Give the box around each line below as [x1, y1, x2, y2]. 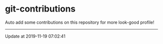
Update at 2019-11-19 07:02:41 [5, 33, 65, 39]
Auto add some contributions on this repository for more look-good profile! [5, 19, 154, 25]
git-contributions [5, 3, 76, 15]
